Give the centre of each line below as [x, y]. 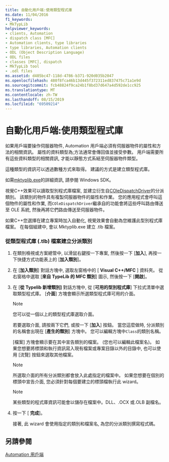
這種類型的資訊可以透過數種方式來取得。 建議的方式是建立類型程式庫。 [79, 169]
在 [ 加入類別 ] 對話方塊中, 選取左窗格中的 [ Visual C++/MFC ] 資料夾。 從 [88, 270]
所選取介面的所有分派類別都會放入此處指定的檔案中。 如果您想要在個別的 [88, 375]
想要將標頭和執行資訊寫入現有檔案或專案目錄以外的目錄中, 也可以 [89, 349]
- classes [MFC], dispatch [34, 62]
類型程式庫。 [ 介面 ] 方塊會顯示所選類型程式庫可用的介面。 [77, 294]
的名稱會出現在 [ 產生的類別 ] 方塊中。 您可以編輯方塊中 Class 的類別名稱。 [88, 331]
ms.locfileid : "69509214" [32, 104]
